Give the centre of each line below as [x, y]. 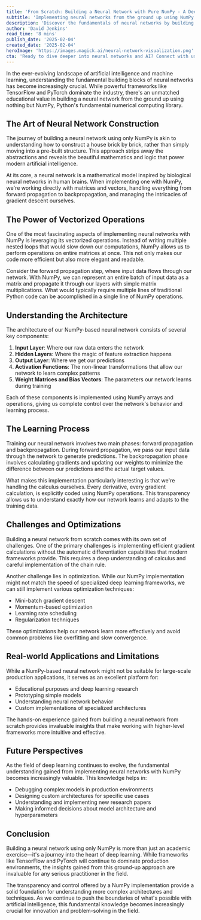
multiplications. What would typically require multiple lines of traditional [94, 290]
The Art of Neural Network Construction [83, 124]
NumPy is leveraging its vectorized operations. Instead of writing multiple [96, 241]
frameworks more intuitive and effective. [56, 732]
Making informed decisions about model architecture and [86, 809]
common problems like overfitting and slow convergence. [77, 637]
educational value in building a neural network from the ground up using [95, 99]
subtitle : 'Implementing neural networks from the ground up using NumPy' [101, 17]
